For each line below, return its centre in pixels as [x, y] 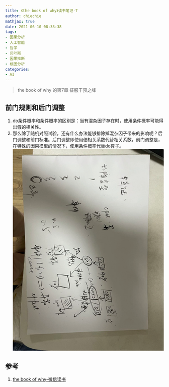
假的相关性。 [30, 127]
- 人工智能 [15, 43]
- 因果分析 [15, 37]
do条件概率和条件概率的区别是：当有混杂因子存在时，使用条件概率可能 [86, 121]
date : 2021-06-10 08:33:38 [33, 27]
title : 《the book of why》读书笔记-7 [41, 11]
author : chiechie [23, 16]
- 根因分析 [15, 64]
